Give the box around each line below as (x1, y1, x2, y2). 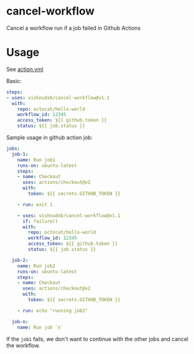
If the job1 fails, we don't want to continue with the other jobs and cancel (6, 335, 189, 342)
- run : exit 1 (17, 201, 53, 207)
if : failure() (22, 218, 59, 224)
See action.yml (6, 65, 44, 73)
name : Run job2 (17, 262, 56, 269)
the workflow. (6, 341, 41, 349)
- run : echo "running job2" (17, 307, 88, 313)
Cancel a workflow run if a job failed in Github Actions (6, 24, 141, 32)
